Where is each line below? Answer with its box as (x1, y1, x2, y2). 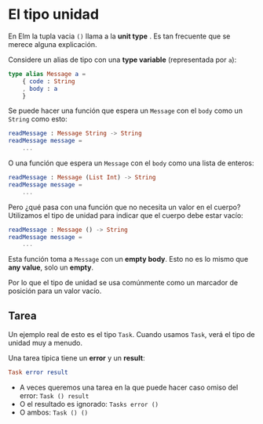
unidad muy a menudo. (8, 339, 83, 348)
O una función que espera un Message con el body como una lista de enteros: (8, 158, 254, 168)
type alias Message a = (8, 70, 86, 78)
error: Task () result (19, 391, 89, 400)
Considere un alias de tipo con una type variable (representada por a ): (8, 55, 237, 64)
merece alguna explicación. (8, 39, 97, 49)
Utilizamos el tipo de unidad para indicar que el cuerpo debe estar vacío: (8, 210, 243, 220)
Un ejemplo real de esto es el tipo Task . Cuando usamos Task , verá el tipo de (8, 330, 255, 339)
